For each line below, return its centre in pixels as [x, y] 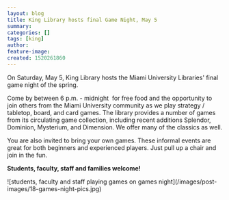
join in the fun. [27, 155]
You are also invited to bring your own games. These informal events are [109, 140]
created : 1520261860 [37, 58]
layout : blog [26, 13]
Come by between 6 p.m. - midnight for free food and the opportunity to [110, 98]
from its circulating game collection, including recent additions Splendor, [109, 120]
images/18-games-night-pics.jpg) [54, 188]
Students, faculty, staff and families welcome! [74, 168]
